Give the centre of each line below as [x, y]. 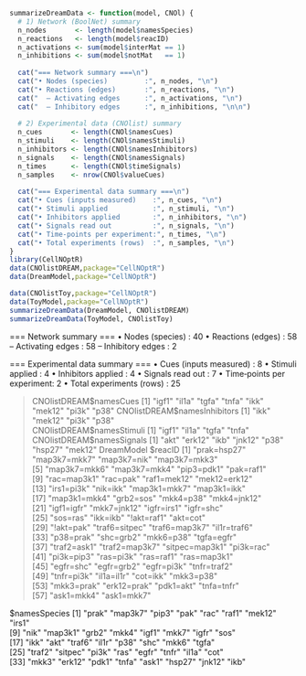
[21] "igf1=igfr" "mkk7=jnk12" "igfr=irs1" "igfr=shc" [127, 508]
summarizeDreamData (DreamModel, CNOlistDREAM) [100, 310]
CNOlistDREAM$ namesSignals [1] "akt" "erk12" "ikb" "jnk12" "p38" [158, 440]
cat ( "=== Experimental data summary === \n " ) [104, 192]
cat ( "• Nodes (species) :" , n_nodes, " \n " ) [118, 81]
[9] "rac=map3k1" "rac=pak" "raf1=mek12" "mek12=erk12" [142, 478]
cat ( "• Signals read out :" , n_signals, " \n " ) [126, 225]
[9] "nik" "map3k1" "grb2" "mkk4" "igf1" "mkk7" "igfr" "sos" [122, 632]
